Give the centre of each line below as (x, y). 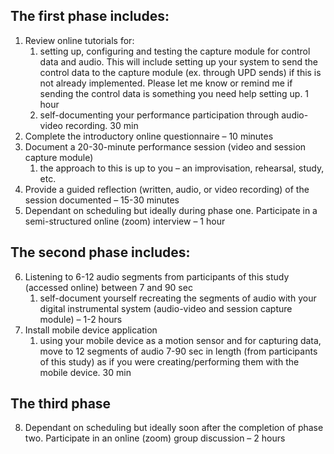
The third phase (61, 404)
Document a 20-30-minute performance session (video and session (165, 146)
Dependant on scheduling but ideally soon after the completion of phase (174, 428)
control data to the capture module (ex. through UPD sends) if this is (180, 72)
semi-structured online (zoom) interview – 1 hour (125, 221)
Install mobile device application (91, 330)
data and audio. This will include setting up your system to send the (178, 61)
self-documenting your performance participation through (159, 115)
